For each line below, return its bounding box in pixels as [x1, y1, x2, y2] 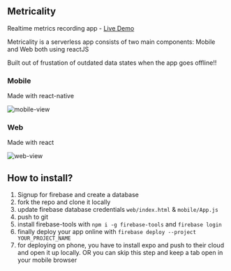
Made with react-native [7, 92, 75, 100]
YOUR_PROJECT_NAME [17, 235, 71, 242]
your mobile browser [17, 256, 77, 264]
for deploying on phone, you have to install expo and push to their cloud [17, 241, 225, 249]
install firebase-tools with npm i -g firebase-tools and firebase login [17, 220, 222, 229]
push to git [17, 212, 49, 222]
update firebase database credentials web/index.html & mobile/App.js [17, 206, 218, 214]
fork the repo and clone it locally [17, 198, 111, 206]
